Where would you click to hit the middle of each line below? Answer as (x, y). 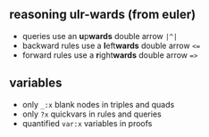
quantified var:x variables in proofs (87, 123)
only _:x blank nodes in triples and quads (98, 104)
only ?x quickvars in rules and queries (92, 114)
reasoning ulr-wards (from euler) (103, 15)
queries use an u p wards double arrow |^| (100, 36)
